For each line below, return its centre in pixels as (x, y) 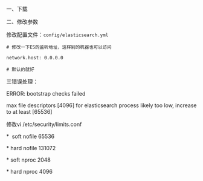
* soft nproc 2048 (29, 160)
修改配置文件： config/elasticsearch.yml (57, 35)
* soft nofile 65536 (31, 136)
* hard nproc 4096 (30, 172)
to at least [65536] (29, 112)
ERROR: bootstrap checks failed (46, 94)
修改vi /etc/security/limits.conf (44, 124)
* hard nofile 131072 (31, 148)
